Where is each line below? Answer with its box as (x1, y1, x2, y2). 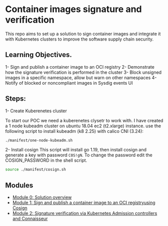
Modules (5, 181, 34, 189)
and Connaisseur (12, 215, 48, 221)
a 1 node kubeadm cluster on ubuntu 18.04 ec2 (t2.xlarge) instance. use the (5, 123, 161, 129)
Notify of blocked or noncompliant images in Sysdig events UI (5, 80, 133, 86)
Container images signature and (5, 4, 142, 15)
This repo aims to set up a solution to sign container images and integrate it (5, 31, 161, 37)
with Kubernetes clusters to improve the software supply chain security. (5, 36, 154, 42)
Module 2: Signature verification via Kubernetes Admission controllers (12, 210, 157, 216)
